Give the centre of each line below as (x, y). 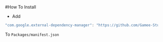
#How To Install (21, 7)
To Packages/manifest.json (32, 34)
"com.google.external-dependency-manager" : (50, 25)
